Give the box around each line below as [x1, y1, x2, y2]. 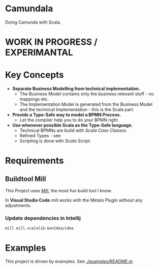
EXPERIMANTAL [5, 47, 73, 58]
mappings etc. [19, 96, 49, 102]
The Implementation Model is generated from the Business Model [19, 101, 153, 107]
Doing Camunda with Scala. [5, 19, 62, 25]
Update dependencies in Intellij [5, 214, 81, 221]
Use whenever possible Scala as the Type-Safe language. [12, 122, 133, 128]
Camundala [5, 3, 53, 14]
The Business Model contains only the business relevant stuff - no [19, 91, 154, 97]
